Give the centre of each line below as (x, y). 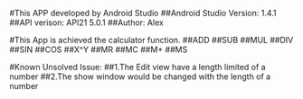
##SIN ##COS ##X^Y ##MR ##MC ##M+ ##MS (99, 49)
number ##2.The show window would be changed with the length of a (140, 76)
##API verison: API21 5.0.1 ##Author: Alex (87, 22)
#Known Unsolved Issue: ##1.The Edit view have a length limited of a (137, 67)
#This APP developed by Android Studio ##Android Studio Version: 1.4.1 (143, 13)
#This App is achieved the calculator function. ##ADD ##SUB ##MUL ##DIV (151, 40)
